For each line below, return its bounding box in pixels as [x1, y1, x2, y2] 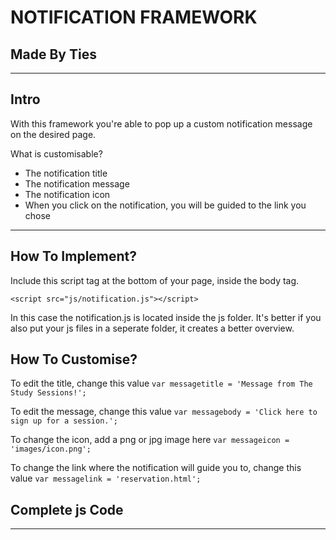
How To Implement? [10, 248, 138, 265]
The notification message [24, 177, 130, 190]
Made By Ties [10, 46, 97, 63]
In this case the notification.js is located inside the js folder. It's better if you [10, 311, 322, 323]
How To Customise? [10, 351, 138, 368]
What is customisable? [10, 147, 103, 160]
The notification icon [24, 188, 111, 200]
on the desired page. [10, 128, 97, 140]
